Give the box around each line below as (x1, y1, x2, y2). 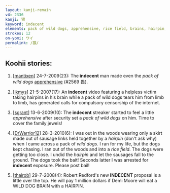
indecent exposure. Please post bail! (12, 162, 90, 168)
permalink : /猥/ (5, 41, 39, 46)
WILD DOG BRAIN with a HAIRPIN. (12, 183, 85, 189)
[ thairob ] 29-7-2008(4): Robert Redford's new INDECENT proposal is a (12, 172, 161, 178)
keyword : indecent (5, 21, 44, 27)
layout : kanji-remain (5, 7, 51, 13)
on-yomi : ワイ (5, 36, 34, 41)
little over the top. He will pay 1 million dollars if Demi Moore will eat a (12, 177, 157, 183)
